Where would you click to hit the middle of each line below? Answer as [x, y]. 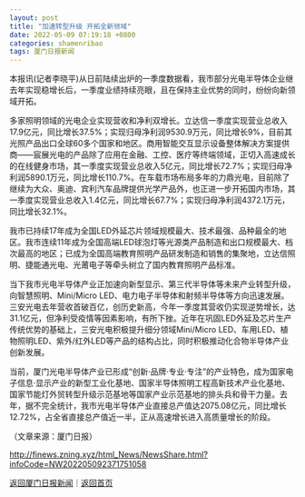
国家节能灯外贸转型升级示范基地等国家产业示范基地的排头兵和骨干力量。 [144, 394]
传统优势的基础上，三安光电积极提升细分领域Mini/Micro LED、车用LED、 [145, 330]
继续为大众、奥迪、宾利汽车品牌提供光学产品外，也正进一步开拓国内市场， [148, 189]
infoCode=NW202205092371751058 [78, 464]
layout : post [34, 18]
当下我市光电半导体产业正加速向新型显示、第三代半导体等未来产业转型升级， [152, 284]
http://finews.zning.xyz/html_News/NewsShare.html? [109, 454]
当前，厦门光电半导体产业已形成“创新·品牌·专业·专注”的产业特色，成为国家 [148, 372]
